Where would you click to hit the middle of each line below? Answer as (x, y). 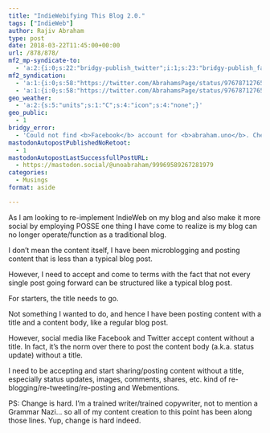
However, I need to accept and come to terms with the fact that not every (129, 274)
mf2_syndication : (37, 76)
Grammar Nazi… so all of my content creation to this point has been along (130, 411)
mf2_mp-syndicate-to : (45, 61)
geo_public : (28, 113)
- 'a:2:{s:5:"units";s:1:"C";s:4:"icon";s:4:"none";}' (109, 105)
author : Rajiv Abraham (46, 31)
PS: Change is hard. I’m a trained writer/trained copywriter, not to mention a (133, 403)
